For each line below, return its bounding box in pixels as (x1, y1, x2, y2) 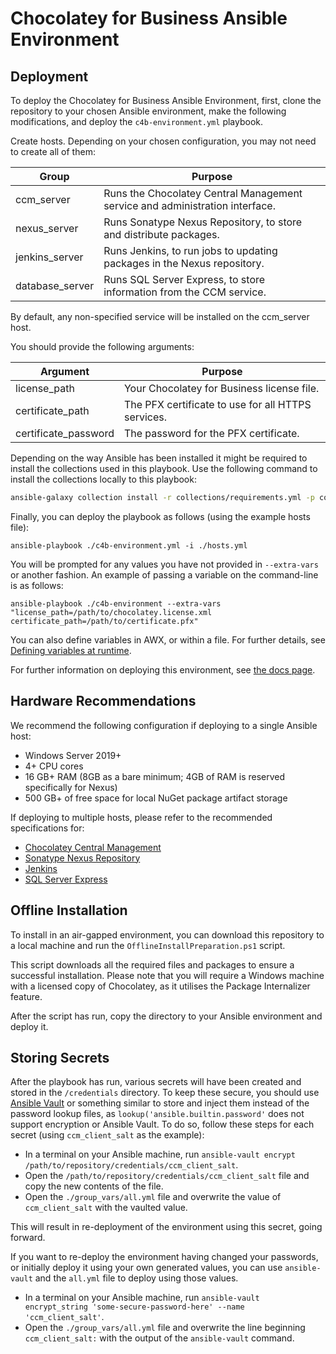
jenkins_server (15, 250, 84, 264)
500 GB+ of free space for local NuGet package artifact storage (24, 792, 288, 804)
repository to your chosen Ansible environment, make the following (10, 105, 287, 117)
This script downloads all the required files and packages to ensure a (10, 958, 295, 971)
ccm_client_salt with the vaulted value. (24, 1202, 188, 1214)
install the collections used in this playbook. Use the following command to (10, 463, 318, 474)
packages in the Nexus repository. (103, 257, 265, 270)
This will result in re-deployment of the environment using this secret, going (10, 1221, 323, 1233)
